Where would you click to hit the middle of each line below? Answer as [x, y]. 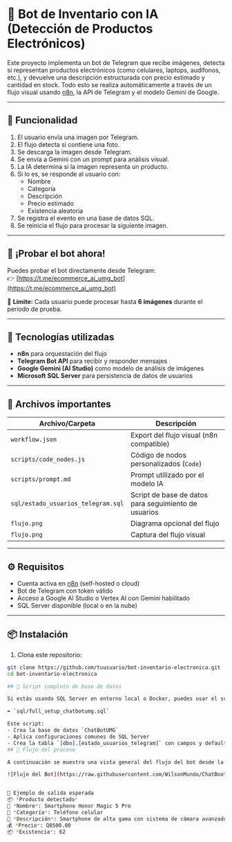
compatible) [150, 444]
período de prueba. [35, 309]
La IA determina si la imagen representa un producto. [93, 166]
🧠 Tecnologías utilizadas [61, 337]
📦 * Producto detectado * [42, 800]
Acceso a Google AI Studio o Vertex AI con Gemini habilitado [103, 598]
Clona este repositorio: [49, 654]
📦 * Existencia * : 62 [36, 832]
